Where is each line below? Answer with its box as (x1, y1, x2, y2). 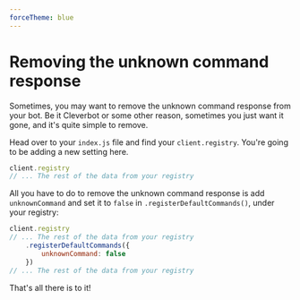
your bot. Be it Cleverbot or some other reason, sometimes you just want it (9, 109, 284, 121)
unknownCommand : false (41, 249, 126, 258)
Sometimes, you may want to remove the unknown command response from (9, 100, 291, 111)
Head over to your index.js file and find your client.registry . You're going (9, 136, 289, 148)
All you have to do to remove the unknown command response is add (9, 188, 265, 199)
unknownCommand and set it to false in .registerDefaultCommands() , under (9, 198, 275, 209)
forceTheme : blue (9, 13, 74, 22)
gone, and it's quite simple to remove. (9, 119, 149, 130)
